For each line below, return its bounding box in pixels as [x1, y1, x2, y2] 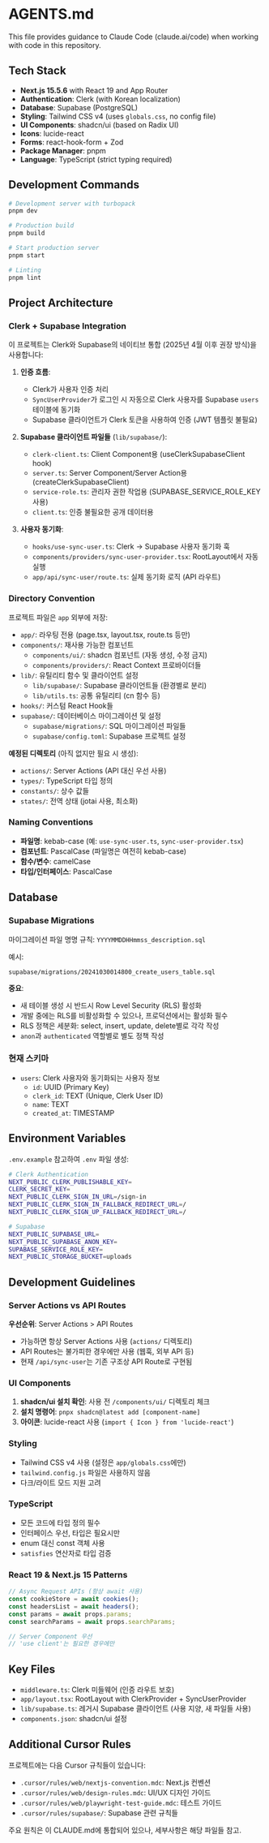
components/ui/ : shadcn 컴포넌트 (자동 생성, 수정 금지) [32, 650, 208, 660]
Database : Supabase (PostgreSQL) [19, 102, 139, 112]
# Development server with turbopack [8, 200, 136, 208]
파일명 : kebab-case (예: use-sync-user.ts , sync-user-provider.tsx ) [19, 836, 245, 846]
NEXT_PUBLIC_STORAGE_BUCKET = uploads [8, 1253, 132, 1261]
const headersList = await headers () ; [8, 1602, 139, 1611]
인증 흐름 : [19, 367, 51, 377]
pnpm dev [8, 207, 38, 215]
